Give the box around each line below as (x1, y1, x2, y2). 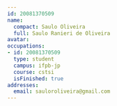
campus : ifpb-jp (13, 62, 61, 69)
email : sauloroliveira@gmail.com (13, 88, 111, 95)
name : (7, 17, 23, 24)
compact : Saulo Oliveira (13, 23, 86, 30)
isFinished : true (13, 75, 64, 82)
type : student (13, 56, 54, 63)
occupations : (7, 43, 45, 50)
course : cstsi (13, 68, 54, 75)
